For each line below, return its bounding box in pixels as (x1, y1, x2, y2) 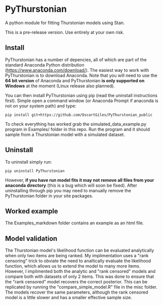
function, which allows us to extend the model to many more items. (5, 263, 141, 269)
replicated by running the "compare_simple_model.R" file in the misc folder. (5, 284, 158, 290)
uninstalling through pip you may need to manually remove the (5, 187, 132, 193)
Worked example (5, 207, 58, 215)
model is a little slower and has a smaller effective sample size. (5, 295, 133, 301)
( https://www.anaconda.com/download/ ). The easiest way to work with (5, 67, 149, 73)
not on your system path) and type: (5, 102, 77, 109)
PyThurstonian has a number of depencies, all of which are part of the (5, 57, 147, 63)
